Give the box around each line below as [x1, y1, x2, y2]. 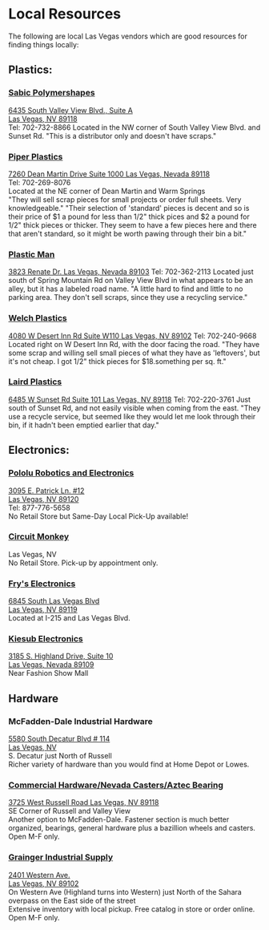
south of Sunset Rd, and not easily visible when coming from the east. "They [8, 402, 261, 413]
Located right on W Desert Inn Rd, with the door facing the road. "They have [8, 339, 260, 349]
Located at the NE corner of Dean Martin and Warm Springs [8, 186, 206, 196]
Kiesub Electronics [8, 633, 84, 645]
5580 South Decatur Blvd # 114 [8, 734, 110, 744]
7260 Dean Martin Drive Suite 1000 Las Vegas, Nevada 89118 [8, 169, 211, 179]
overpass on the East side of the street [8, 896, 136, 905]
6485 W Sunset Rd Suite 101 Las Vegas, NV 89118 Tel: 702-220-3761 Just [8, 394, 251, 404]
